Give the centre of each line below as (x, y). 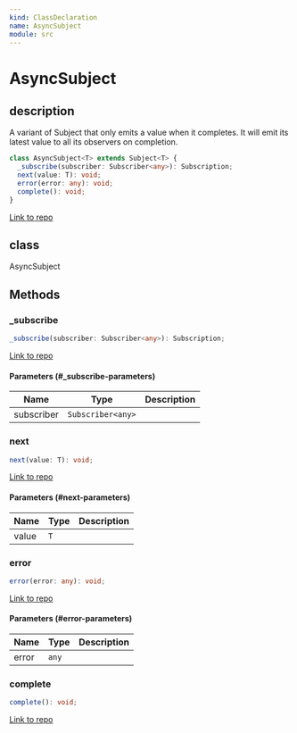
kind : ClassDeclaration (54, 17)
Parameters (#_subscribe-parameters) (82, 376)
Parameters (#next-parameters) (70, 497)
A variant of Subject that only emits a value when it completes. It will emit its (149, 133)
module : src (31, 34)
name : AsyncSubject (45, 26)
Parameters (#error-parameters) (71, 619)
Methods (35, 294)
